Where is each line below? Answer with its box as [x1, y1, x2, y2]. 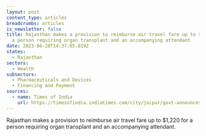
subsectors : [6, 71, 37, 77]
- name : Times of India [12, 94, 72, 100]
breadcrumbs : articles [6, 20, 64, 26]
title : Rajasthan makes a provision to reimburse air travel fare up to [6, 32, 196, 38]
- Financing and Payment [12, 83, 75, 89]
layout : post [6, 9, 40, 15]
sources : [6, 88, 29, 95]
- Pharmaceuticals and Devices [12, 77, 92, 83]
